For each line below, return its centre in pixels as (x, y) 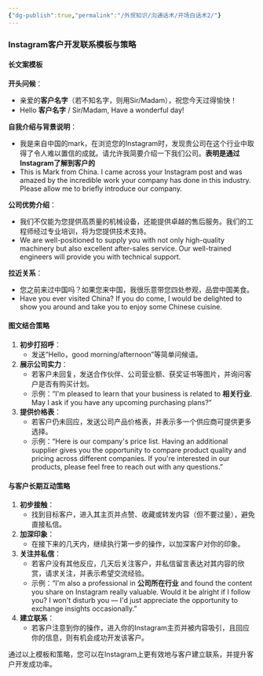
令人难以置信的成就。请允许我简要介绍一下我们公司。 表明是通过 (137, 153)
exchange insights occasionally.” (84, 608)
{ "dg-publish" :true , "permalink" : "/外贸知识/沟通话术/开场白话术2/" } (115, 15)
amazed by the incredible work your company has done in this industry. (135, 180)
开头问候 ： (26, 83)
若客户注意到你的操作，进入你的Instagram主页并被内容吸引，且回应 (140, 628)
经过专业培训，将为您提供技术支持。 (92, 231)
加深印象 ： (37, 534)
